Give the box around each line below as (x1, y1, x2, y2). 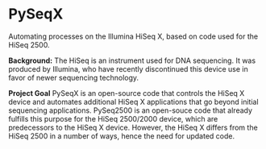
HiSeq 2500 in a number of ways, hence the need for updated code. (8, 130, 235, 141)
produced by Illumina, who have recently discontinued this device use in (8, 64, 248, 73)
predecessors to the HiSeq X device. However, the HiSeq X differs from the (8, 122, 258, 132)
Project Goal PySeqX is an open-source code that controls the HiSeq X (8, 88, 245, 97)
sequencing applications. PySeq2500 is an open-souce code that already (8, 106, 252, 115)
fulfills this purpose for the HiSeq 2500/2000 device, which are (8, 114, 218, 123)
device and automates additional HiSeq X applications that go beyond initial (8, 97, 260, 106)
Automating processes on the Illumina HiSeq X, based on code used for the (8, 31, 259, 41)
